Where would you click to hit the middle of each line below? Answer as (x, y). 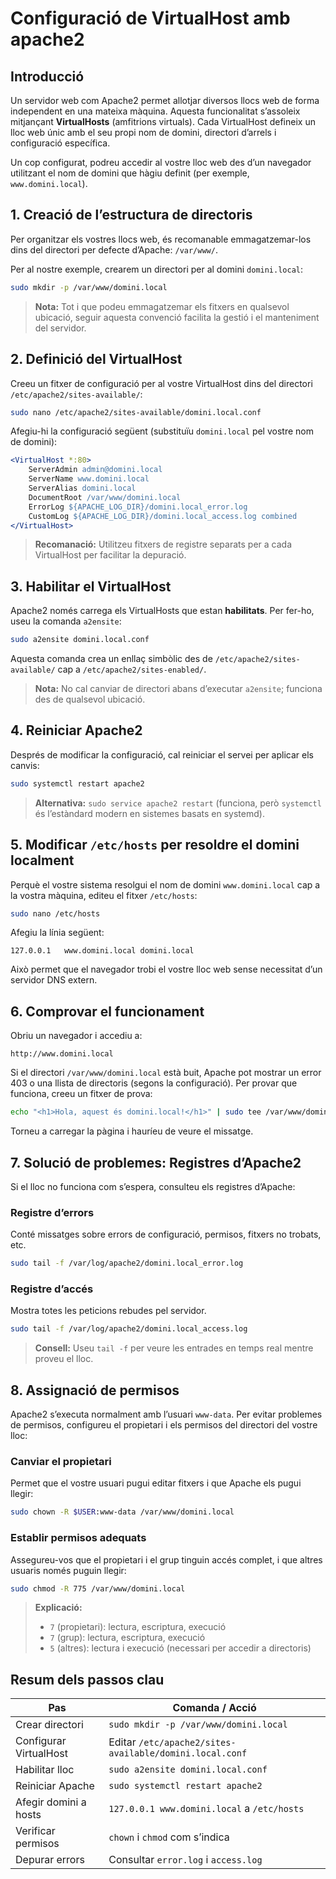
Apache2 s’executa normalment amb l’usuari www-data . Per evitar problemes (166, 1414)
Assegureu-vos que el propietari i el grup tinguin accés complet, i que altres (166, 1559)
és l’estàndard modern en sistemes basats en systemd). (149, 813)
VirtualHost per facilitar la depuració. (110, 555)
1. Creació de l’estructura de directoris (131, 215)
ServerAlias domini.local (82, 488)
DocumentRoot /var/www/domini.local (105, 497)
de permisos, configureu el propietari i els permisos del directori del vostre (164, 1425)
